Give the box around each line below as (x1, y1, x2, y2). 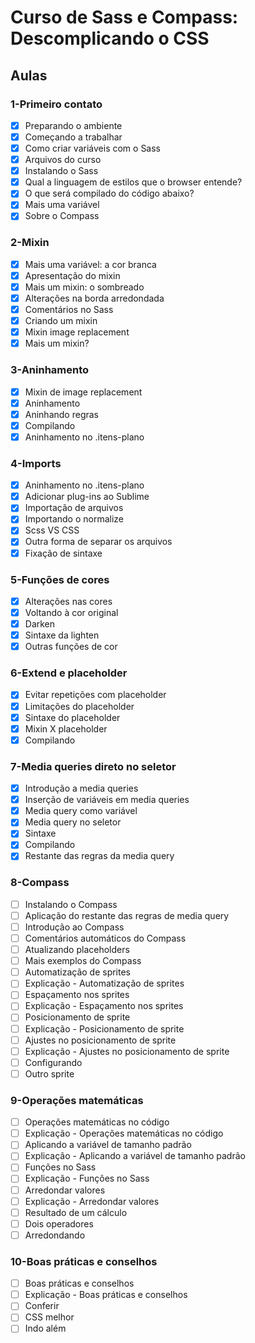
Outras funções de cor (24, 641, 118, 653)
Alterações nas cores (24, 595, 113, 607)
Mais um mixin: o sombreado (24, 281, 145, 293)
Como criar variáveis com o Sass (24, 142, 162, 154)
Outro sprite (24, 1067, 75, 1080)
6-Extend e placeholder (10, 666, 128, 680)
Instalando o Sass (24, 165, 99, 177)
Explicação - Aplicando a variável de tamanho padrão (24, 1150, 246, 1162)
